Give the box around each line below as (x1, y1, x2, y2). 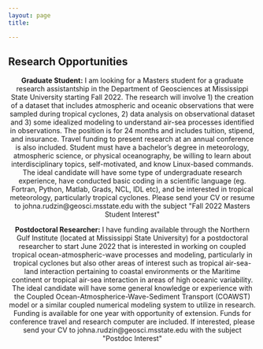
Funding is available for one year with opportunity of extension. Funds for (13, 309, 252, 318)
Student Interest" (105, 210, 160, 219)
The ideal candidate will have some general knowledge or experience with (11, 284, 254, 293)
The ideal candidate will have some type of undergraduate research (22, 168, 243, 177)
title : (8, 19, 30, 27)
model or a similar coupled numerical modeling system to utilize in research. (9, 300, 256, 310)
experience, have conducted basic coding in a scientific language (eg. (18, 176, 246, 186)
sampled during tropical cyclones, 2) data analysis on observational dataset (9, 110, 255, 119)
